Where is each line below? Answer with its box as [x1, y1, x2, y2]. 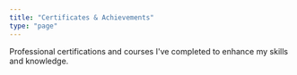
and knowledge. [9, 55, 69, 66]
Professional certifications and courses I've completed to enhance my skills [9, 46, 289, 56]
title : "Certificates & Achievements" [9, 12, 154, 22]
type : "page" [9, 21, 58, 30]
